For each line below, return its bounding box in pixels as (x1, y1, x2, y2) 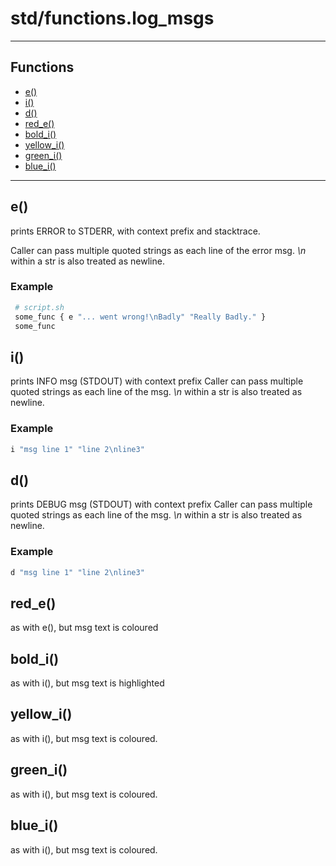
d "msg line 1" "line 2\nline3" (10, 567, 145, 577)
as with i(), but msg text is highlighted (10, 677, 165, 689)
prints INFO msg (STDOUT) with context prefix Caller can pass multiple (10, 375, 304, 387)
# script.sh (14, 302, 65, 312)
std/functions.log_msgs (10, 7, 215, 30)
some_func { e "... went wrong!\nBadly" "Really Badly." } (14, 312, 267, 322)
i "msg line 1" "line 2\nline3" (10, 444, 145, 454)
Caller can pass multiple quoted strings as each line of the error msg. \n (10, 244, 307, 256)
